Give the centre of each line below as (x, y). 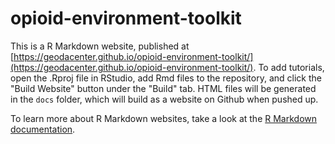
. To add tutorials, (289, 67)
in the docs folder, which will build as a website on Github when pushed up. (164, 99)
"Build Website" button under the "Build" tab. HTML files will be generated (163, 88)
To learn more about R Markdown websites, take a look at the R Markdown (164, 118)
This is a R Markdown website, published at (100, 46)
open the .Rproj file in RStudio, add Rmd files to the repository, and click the (166, 78)
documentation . (43, 129)
